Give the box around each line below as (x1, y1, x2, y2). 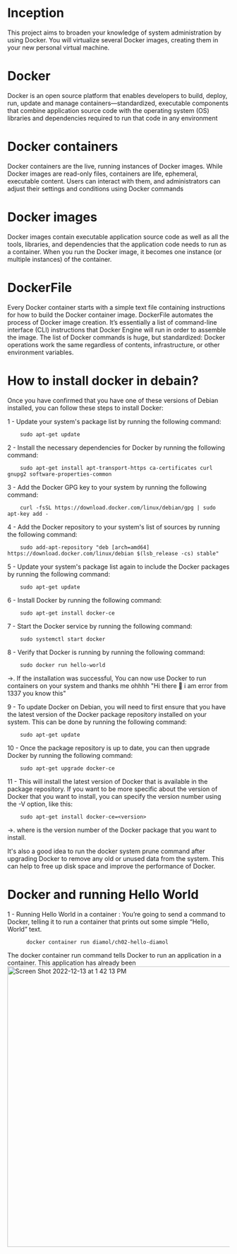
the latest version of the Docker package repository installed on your (7, 710, 207, 718)
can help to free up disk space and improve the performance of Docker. (7, 862, 216, 870)
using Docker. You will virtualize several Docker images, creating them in (7, 35, 219, 44)
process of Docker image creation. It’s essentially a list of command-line (7, 318, 217, 326)
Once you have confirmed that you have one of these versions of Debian (7, 396, 219, 404)
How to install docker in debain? (7, 373, 199, 389)
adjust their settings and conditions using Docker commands (7, 184, 184, 193)
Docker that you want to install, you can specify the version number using (7, 792, 221, 800)
